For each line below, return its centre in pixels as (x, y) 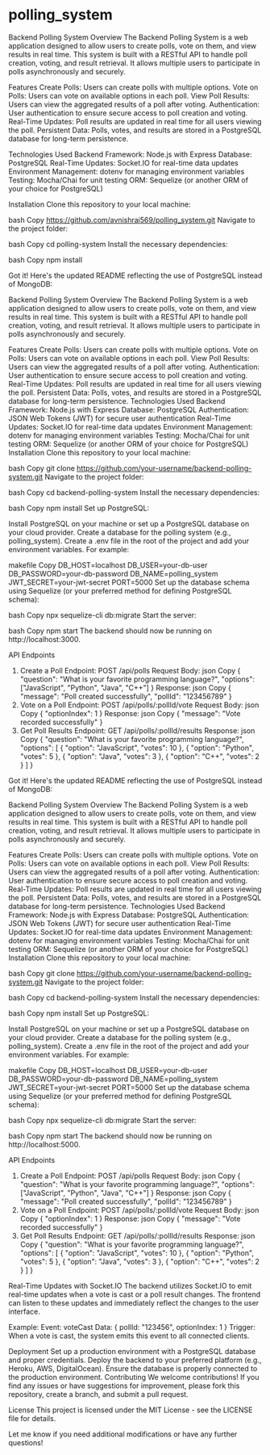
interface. (24, 1311)
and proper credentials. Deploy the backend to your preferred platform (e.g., (135, 1360)
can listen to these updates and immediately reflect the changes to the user (134, 1302)
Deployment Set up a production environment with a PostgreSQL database (132, 1351)
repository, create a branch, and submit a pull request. (98, 1394)
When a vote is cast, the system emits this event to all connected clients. (129, 1335)
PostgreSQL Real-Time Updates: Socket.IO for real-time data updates (124, 162)
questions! (26, 1442)
